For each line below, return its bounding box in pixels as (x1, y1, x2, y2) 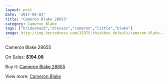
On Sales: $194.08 (5, 54, 44, 60)
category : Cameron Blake (5, 21, 57, 26)
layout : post (5, 7, 32, 12)
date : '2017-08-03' (5, 12, 46, 17)
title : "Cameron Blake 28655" (5, 16, 68, 21)
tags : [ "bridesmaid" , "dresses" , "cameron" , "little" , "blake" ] (5, 26, 133, 31)
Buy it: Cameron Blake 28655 (5, 63, 65, 69)
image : (5, 30, 19, 35)
